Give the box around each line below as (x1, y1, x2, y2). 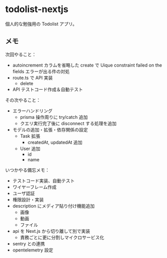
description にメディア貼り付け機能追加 (12, 203, 95, 209)
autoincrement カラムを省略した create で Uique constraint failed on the (12, 62, 162, 68)
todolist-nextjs (5, 4, 69, 15)
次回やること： (5, 51, 36, 57)
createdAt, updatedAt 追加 (27, 139, 83, 145)
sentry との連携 (12, 240, 45, 246)
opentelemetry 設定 (12, 247, 53, 253)
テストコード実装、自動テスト (12, 177, 75, 183)
